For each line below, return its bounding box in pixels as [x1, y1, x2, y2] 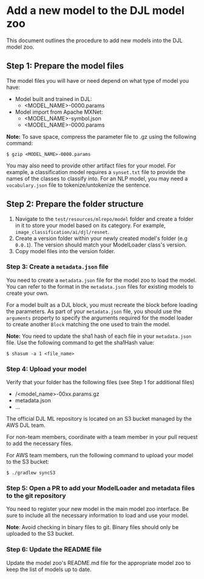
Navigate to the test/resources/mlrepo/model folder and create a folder [15, 215, 194, 222]
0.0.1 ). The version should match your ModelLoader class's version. [15, 241, 187, 248]
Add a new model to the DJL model [6, 4, 185, 18]
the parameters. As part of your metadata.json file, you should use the [6, 307, 182, 315]
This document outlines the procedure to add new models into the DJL [6, 37, 183, 44]
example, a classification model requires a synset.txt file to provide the [6, 168, 186, 175]
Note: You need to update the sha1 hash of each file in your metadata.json [6, 332, 192, 340]
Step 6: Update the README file [6, 546, 102, 554]
